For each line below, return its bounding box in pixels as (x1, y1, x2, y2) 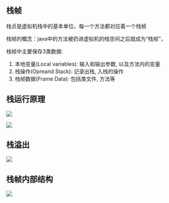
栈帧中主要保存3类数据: (6, 47, 63, 55)
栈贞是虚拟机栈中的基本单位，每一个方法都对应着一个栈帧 (6, 23, 146, 30)
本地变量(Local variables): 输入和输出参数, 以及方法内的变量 (14, 60, 161, 67)
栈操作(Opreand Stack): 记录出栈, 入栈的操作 (14, 68, 124, 75)
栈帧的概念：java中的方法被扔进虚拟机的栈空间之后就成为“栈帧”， (6, 35, 167, 42)
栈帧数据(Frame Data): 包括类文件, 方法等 (14, 75, 116, 82)
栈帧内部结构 (6, 174, 53, 184)
